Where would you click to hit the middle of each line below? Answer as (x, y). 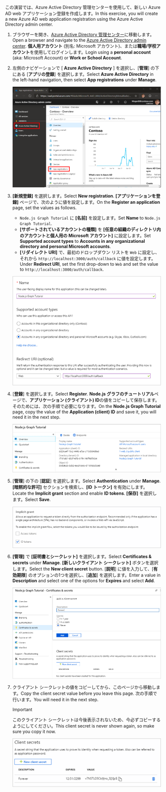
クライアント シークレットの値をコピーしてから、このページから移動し (84, 687)
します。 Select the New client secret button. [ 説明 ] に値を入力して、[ (83, 568)
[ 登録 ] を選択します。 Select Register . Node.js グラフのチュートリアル (83, 394)
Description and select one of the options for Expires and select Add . (83, 580)
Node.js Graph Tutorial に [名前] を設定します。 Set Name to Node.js (90, 218)
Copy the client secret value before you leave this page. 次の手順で (89, 693)
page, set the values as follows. (44, 208)
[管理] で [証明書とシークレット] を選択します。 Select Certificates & (82, 556)
